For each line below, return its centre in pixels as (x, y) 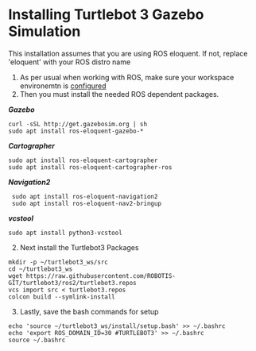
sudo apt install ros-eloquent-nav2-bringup (86, 203)
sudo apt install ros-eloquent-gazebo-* (76, 131)
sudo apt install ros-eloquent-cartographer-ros (90, 167)
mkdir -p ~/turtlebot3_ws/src (58, 262)
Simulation (45, 31)
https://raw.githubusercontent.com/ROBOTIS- (101, 276)
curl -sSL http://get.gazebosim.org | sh (78, 124)
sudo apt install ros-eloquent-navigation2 (85, 196)
